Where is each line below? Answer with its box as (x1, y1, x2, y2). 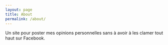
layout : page (5, 7, 33, 12)
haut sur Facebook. (5, 35, 45, 41)
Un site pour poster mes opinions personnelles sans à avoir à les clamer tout (5, 30, 163, 36)
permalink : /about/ (5, 16, 46, 21)
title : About (5, 12, 33, 17)
